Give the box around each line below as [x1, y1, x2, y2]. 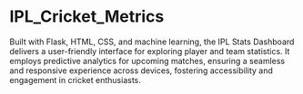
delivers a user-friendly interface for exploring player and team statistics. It [9, 45, 290, 56]
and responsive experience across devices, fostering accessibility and [9, 65, 273, 76]
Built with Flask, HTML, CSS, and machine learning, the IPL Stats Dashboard [9, 36, 295, 47]
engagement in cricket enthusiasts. [9, 74, 141, 85]
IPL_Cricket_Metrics [9, 6, 165, 27]
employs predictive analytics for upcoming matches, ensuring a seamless [9, 55, 285, 66]
